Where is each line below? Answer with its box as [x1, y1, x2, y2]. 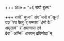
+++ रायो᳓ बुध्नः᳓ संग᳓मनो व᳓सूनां [5, 14, 59, 20]
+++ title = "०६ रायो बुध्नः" [5, 5, 52, 10]
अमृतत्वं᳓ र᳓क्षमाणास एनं [5, 25, 41, 31]
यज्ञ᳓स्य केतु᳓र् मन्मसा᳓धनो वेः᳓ [5, 20, 53, 25]
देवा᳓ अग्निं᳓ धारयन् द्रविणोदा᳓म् [5, 30, 52, 36]
